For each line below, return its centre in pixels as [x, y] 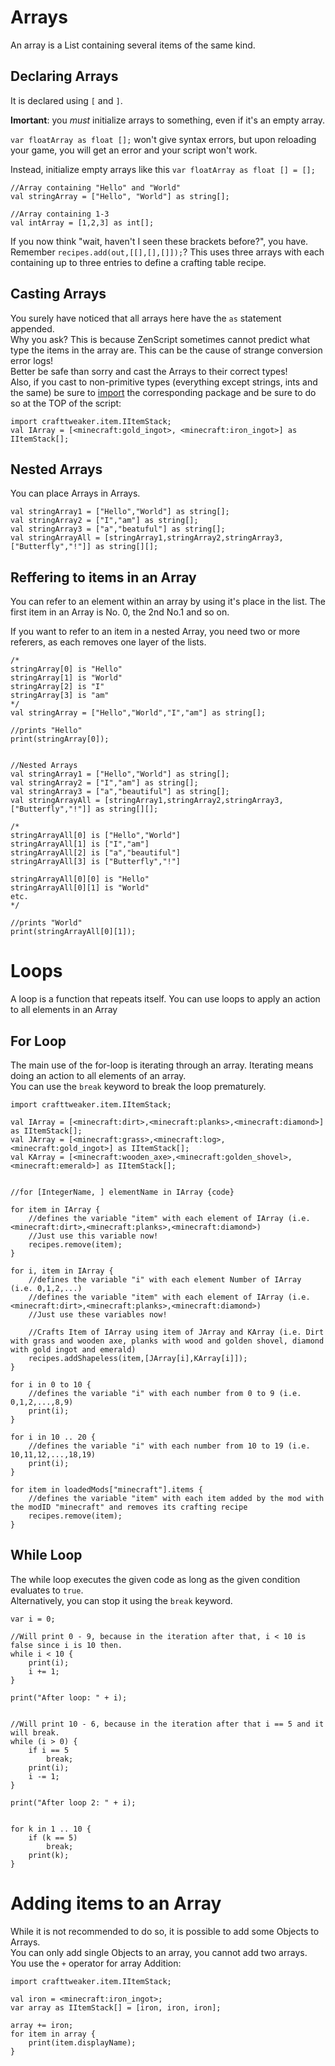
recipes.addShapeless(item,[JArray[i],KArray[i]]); [138, 1358]
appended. [32, 328]
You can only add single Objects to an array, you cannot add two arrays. [159, 1952]
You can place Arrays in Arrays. [75, 493]
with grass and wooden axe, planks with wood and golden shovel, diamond [167, 1341]
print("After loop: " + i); [69, 1697]
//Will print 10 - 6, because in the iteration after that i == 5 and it [167, 1724]
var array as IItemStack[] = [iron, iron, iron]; [116, 2007]
